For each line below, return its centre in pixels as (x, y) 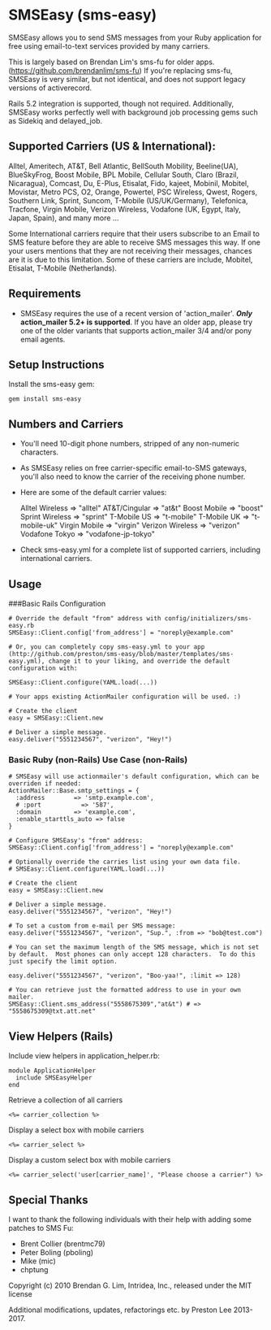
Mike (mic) (38, 1261)
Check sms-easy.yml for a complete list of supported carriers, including (140, 550)
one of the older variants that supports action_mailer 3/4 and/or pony (136, 330)
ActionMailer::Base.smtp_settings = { (74, 791)
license (20, 1293)
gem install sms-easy (45, 399)
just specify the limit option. (63, 962)
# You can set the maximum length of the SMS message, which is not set (134, 948)
